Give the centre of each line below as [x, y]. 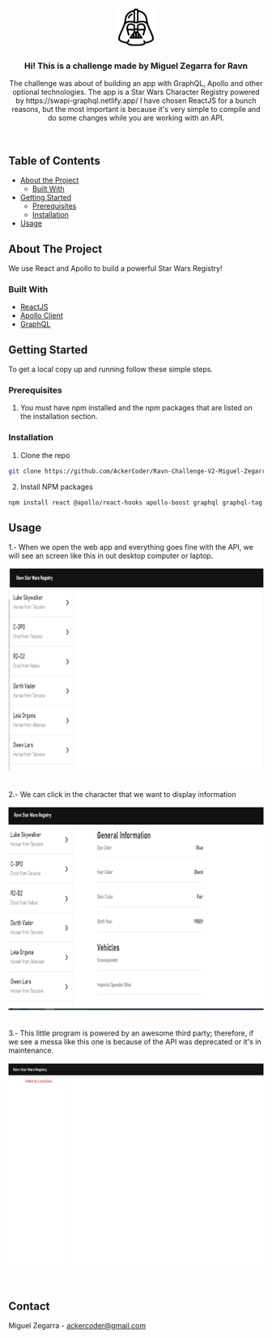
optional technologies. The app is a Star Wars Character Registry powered [136, 92]
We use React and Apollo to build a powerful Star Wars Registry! [115, 268]
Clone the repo [45, 455]
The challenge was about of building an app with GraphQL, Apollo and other [136, 84]
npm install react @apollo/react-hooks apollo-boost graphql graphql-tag [136, 502]
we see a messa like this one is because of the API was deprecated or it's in [135, 1042]
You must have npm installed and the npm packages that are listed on [136, 408]
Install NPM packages [56, 487]
